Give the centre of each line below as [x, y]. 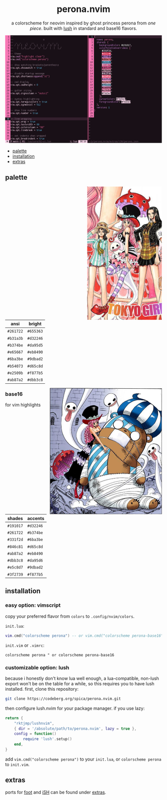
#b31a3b [15, 338]
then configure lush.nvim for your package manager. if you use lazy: [75, 708]
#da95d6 [35, 561]
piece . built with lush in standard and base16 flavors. [83, 28]
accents [36, 518]
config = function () [35, 734]
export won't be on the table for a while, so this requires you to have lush [80, 683]
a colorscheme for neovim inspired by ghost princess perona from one [83, 23]
